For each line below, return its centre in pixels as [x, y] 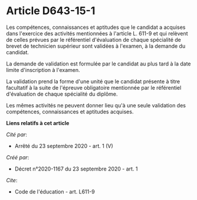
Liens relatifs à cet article [38, 123]
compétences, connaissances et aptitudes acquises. [70, 112]
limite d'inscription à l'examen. [43, 70]
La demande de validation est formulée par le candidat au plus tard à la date [98, 64]
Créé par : [18, 157]
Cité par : [17, 135]
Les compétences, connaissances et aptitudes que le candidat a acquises [96, 27]
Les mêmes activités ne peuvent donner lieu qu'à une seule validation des [96, 105]
